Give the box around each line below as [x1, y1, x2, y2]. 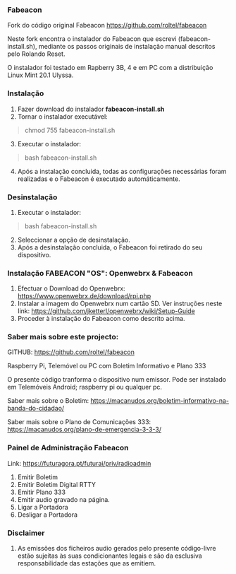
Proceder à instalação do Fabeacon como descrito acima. [17, 315, 185, 323]
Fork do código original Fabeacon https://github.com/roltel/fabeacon [7, 21, 207, 30]
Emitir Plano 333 [17, 488, 66, 496]
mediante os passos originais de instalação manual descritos [38, 42, 216, 51]
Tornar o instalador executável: [17, 112, 108, 121]
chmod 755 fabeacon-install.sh [24, 126, 116, 134]
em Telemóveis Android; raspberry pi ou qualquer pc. [7, 383, 162, 392]
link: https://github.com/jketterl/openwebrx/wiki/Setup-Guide [17, 307, 195, 315]
